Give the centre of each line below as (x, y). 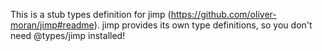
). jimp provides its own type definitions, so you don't (203, 25)
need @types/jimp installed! (68, 35)
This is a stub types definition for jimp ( (91, 14)
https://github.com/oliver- (223, 14)
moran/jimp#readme (52, 25)
